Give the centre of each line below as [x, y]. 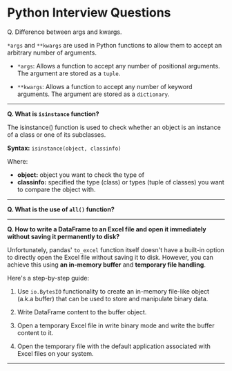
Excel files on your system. [56, 353]
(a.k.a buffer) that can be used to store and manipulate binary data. [113, 298]
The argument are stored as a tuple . [69, 73]
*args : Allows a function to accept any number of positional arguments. [118, 66]
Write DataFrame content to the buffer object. [82, 312]
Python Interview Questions [89, 13]
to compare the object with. [56, 189]
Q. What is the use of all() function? [61, 209]
